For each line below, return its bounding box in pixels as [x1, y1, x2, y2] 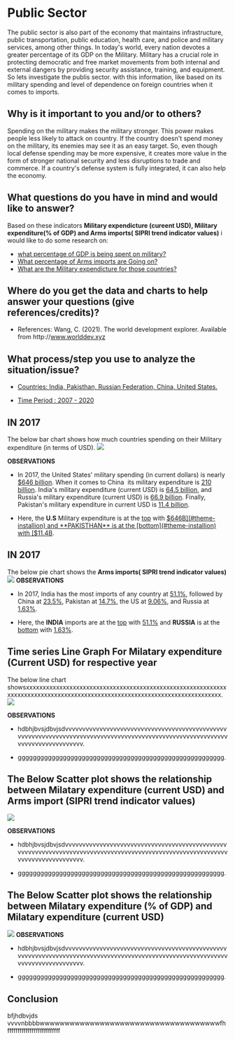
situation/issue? [7, 364, 80, 376]
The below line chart [7, 675, 66, 684]
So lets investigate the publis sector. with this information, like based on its [7, 72, 222, 81]
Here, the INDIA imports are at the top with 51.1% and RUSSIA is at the [17, 618, 220, 627]
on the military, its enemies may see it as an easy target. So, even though [7, 142, 218, 150]
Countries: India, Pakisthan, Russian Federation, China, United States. [17, 383, 218, 391]
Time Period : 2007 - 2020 [17, 396, 94, 404]
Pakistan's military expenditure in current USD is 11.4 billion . [17, 500, 190, 509]
